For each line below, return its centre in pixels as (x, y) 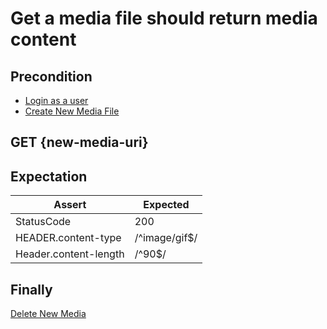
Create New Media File (72, 111)
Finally (31, 289)
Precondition (51, 76)
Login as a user (56, 100)
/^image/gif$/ (166, 238)
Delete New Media (48, 314)
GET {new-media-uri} (79, 142)
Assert (70, 205)
